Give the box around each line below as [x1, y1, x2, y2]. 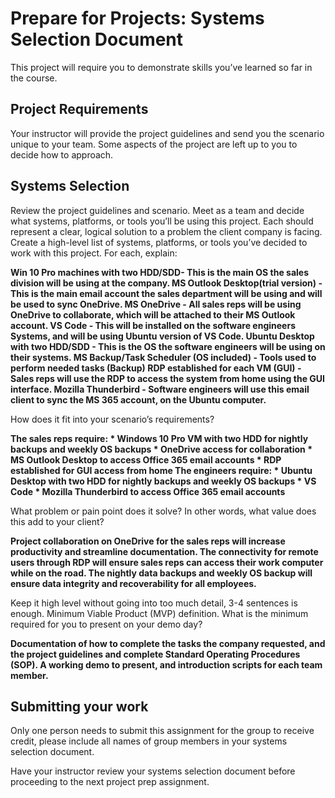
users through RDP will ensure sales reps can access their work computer [10, 556, 324, 568]
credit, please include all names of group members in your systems [10, 735, 288, 747]
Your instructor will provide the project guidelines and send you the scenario [10, 127, 325, 139]
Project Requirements [10, 101, 149, 118]
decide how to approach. [10, 148, 114, 161]
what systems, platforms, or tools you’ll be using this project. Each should [10, 215, 314, 227]
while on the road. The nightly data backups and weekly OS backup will [10, 567, 313, 579]
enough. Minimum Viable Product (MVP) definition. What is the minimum [10, 607, 309, 619]
